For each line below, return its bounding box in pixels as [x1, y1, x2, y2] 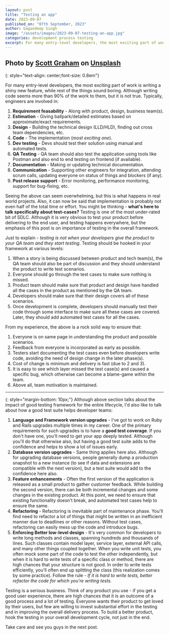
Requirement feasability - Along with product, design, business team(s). [12, 108, 164, 114]
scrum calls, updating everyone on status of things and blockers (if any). [12, 172, 163, 178]
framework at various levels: [5, 245, 64, 251]
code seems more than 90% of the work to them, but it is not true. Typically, [5, 93, 163, 99]
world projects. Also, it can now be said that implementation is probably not [5, 198, 162, 204]
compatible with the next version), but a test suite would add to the [12, 465, 151, 471]
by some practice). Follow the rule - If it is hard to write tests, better [12, 572, 152, 578]
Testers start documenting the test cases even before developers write [12, 350, 160, 356]
